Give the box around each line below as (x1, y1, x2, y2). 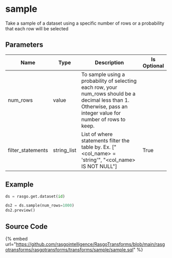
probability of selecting (81, 77, 137, 84)
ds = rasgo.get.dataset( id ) (5, 194, 66, 199)
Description (94, 59, 124, 66)
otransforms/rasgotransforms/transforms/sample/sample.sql (5, 247, 134, 252)
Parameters (5, 41, 44, 49)
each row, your (81, 83, 118, 90)
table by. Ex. (81, 143, 111, 151)
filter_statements (8, 146, 49, 154)
